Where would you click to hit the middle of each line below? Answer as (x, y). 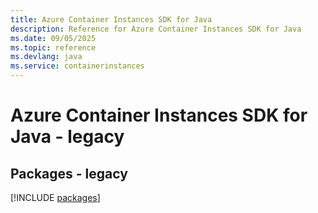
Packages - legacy (69, 173)
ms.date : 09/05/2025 (53, 38)
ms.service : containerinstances (77, 66)
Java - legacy (67, 137)
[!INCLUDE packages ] (55, 197)
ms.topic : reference (53, 47)
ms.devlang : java (46, 57)
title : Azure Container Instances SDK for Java (111, 19)
